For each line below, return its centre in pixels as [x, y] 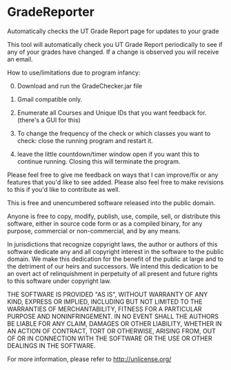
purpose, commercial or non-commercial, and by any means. [94, 231]
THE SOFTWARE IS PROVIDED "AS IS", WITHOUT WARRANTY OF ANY [108, 294]
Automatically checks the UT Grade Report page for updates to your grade [113, 31]
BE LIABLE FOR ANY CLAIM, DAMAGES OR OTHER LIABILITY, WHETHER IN [114, 323]
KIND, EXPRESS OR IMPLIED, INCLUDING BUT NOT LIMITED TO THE [105, 302]
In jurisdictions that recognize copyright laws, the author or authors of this [112, 244]
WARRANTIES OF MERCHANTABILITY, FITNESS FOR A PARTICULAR [104, 309]
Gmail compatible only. [50, 99]
